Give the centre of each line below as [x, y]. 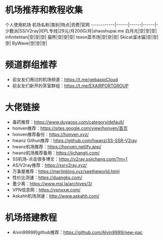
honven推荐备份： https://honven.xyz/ [50, 134]
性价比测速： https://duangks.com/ [47, 177]
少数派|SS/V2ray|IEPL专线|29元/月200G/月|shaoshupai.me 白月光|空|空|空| [81, 31]
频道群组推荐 [31, 65]
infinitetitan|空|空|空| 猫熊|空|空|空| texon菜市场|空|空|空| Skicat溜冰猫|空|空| [82, 37]
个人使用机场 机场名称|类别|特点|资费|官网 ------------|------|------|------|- [82, 25]
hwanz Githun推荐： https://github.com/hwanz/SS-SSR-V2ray [75, 140]
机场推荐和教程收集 [44, 10]
